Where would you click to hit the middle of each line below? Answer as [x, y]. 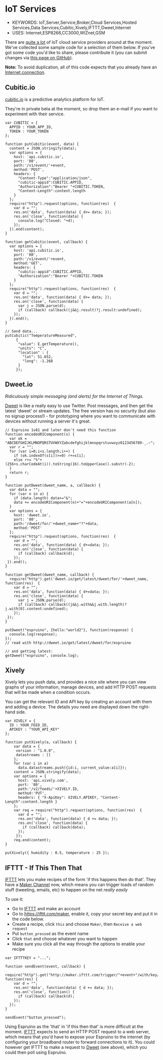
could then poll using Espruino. [36, 1052]
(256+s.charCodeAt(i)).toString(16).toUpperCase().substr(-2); [70, 464]
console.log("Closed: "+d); [46, 221]
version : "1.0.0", [35, 751]
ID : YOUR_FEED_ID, [29, 725]
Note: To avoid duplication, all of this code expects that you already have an [81, 67]
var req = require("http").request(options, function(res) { [78, 811]
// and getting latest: [29, 651]
